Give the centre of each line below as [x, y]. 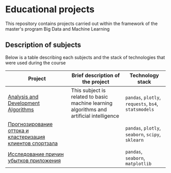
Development [24, 103]
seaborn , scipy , [143, 134]
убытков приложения [34, 160]
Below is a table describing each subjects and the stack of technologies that [85, 57]
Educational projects [50, 9]
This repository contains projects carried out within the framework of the [81, 23]
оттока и [18, 130]
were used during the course [36, 63]
